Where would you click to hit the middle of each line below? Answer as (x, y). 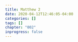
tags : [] (14, 23)
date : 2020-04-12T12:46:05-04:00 (39, 14)
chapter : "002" (21, 28)
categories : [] (21, 18)
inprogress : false (24, 32)
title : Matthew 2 (23, 9)
